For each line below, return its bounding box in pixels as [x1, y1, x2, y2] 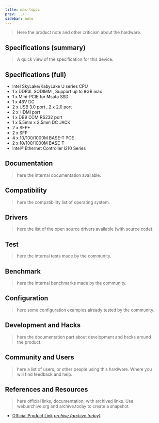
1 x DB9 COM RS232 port [12, 115, 63, 120]
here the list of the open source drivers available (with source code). [16, 226, 154, 232]
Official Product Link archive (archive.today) [12, 413, 101, 419]
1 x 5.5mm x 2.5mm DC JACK [12, 119, 71, 125]
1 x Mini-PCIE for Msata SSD [12, 94, 69, 100]
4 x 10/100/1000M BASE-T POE [12, 135, 74, 141]
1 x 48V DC [12, 99, 35, 104]
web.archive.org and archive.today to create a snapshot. [16, 404, 130, 409]
